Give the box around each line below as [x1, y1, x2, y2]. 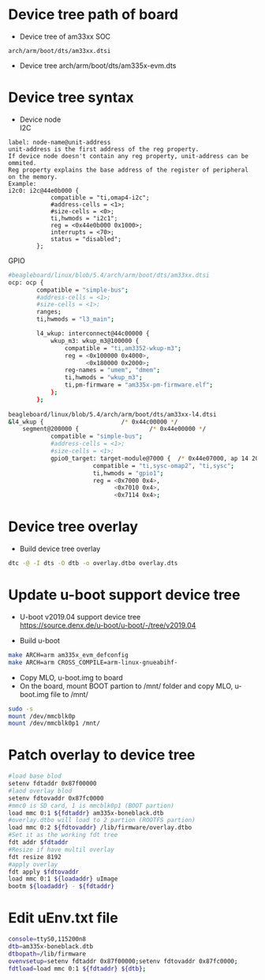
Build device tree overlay [19, 544, 101, 554]
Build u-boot [19, 635, 61, 645]
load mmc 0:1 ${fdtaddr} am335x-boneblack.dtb [8, 808, 164, 817]
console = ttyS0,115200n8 [8, 935, 87, 944]
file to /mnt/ [50, 689, 88, 699]
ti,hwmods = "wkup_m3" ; [64, 374, 144, 382]
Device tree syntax [8, 89, 134, 107]
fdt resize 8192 [8, 853, 62, 861]
